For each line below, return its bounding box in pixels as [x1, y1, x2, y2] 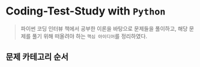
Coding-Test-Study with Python [5, 4, 166, 18]
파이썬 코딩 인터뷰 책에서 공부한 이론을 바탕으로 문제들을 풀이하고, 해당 [20, 25, 188, 32]
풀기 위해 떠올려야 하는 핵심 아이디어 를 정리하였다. [32, 32, 148, 40]
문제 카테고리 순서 [5, 52, 69, 62]
